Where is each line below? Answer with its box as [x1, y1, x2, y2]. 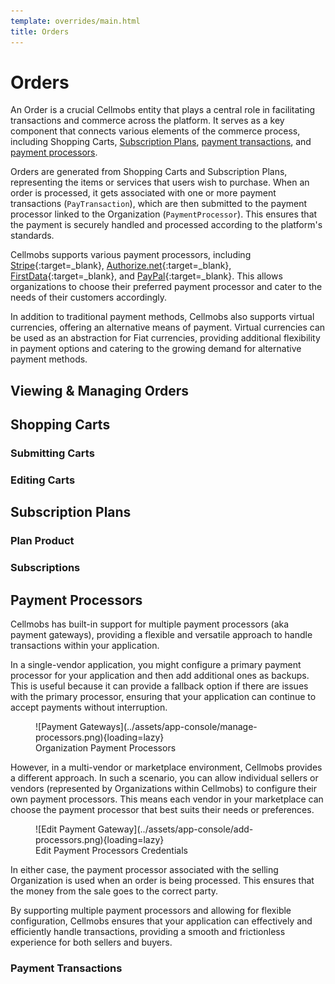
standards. [10, 230, 55, 242]
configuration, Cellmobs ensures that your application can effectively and [10, 915, 313, 927]
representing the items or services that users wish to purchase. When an [10, 176, 310, 189]
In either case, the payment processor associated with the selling [10, 864, 279, 876]
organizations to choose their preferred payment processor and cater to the [10, 281, 323, 293]
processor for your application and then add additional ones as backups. [10, 670, 310, 682]
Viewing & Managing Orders [10, 382, 190, 399]
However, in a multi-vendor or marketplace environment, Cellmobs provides [10, 761, 323, 774]
